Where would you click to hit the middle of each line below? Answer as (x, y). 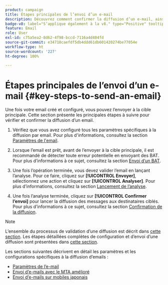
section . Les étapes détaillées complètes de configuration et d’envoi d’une (82, 237)
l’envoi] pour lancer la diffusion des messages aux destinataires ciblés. (86, 201)
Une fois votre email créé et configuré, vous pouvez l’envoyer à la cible (78, 110)
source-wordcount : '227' (31, 51)
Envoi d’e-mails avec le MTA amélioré (51, 272)
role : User (16, 33)
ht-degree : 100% (22, 56)
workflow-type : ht (24, 47)
